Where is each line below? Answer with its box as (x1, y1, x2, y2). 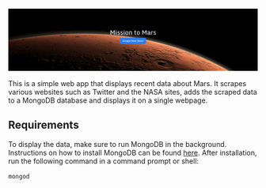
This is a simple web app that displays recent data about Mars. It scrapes (8, 79, 247, 88)
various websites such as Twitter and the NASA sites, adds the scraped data (8, 88, 257, 96)
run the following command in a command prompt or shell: (8, 156, 199, 166)
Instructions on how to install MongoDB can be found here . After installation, (8, 148, 257, 157)
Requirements (8, 118, 79, 132)
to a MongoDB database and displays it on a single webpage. (8, 96, 208, 105)
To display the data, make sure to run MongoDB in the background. (8, 139, 227, 149)
